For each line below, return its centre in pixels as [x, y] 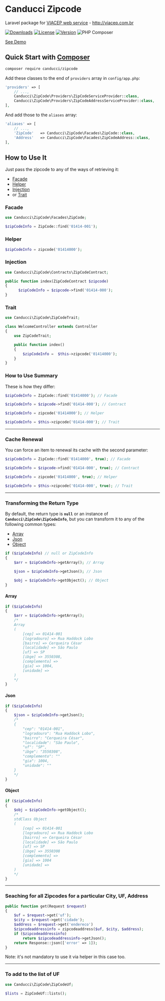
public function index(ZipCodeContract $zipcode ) [57, 281]
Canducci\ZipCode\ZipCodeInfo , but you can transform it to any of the [75, 519]
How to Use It [26, 157]
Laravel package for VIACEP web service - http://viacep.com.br [69, 23]
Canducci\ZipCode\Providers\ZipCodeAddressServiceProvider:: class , [84, 101]
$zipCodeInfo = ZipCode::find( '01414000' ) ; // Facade [61, 395]
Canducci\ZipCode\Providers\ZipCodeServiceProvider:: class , [77, 96]
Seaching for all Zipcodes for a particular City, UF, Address [77, 896]
